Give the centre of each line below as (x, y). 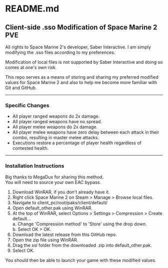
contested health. (30, 148)
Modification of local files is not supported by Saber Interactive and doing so (84, 62)
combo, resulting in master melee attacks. (55, 138)
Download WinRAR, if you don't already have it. (61, 192)
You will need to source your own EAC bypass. (53, 182)
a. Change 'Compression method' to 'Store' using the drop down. (79, 224)
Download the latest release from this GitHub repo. (65, 234)
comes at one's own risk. (31, 67)
